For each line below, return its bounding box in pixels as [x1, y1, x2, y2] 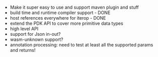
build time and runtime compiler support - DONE [10, 10, 111, 16]
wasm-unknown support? [10, 36, 63, 42]
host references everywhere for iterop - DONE [10, 15, 106, 21]
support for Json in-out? [10, 31, 61, 37]
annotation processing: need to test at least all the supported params [10, 42, 153, 47]
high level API [10, 26, 39, 32]
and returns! [10, 47, 36, 53]
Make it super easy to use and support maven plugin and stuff [10, 5, 139, 10]
